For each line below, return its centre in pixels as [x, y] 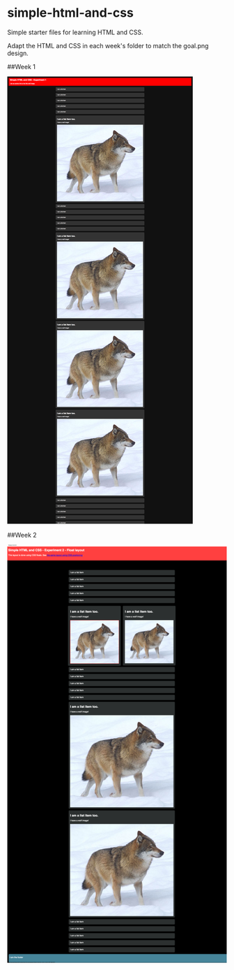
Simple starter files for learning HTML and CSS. [76, 32]
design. [18, 53]
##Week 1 [22, 66]
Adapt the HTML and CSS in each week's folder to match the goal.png [108, 45]
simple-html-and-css [71, 13]
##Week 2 [22, 535]
